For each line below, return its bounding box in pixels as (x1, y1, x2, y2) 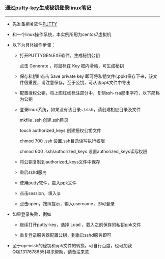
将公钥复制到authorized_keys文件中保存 (19, 159, 101, 165)
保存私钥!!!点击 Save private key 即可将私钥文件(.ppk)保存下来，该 (19, 73, 153, 79)
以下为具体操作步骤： (12, 42, 55, 48)
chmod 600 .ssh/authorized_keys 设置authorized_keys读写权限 (19, 149, 148, 155)
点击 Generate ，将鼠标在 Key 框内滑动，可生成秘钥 (19, 63, 124, 69)
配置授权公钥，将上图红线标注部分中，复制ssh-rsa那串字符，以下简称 (19, 90, 160, 96)
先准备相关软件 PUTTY (12, 21, 57, 27)
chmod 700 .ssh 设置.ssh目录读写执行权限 (19, 138, 105, 144)
